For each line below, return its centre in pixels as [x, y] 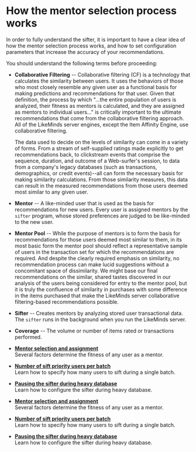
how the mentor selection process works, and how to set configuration [91, 46]
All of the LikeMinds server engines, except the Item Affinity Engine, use [102, 124]
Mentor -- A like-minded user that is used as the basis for [84, 203]
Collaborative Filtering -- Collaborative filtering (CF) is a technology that [102, 74]
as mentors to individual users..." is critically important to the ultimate [98, 112]
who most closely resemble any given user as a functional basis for [96, 87]
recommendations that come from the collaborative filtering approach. [99, 118]
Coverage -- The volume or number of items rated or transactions [94, 331]
